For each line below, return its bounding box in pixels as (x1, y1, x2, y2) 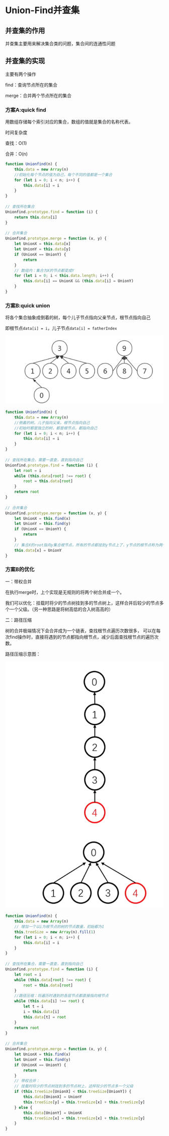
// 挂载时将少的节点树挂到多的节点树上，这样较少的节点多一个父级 (14, 1084, 133, 1089)
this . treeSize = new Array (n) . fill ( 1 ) (14, 929, 96, 934)
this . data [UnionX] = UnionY (23, 1095, 82, 1100)
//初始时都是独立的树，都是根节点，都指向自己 (14, 426, 98, 431)
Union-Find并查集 (5, 5, 80, 16)
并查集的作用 (5, 26, 45, 35)
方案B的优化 (5, 566, 35, 573)
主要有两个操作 (5, 71, 36, 77)
